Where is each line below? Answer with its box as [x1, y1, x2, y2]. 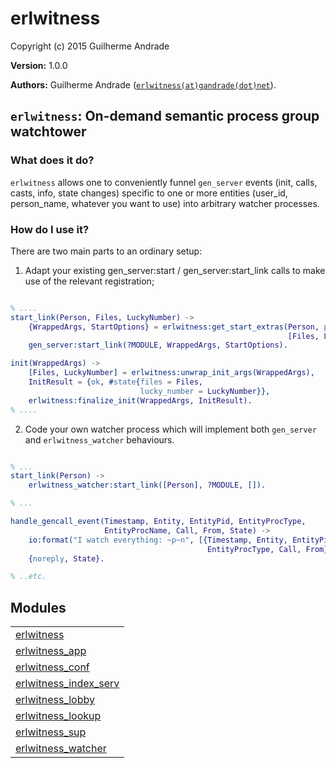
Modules [10, 599, 67, 616]
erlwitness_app [15, 644, 87, 658]
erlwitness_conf [15, 660, 90, 674]
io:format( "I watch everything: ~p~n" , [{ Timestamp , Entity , [28, 535, 288, 545]
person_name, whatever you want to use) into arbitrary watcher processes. [10, 197, 320, 209]
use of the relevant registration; [24, 275, 155, 287]
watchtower [10, 123, 87, 141]
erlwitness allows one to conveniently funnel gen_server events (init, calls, [10, 176, 318, 188]
